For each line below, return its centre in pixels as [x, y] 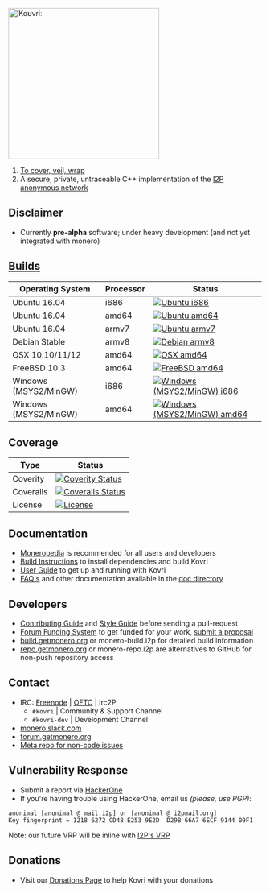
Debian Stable [39, 341]
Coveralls [30, 492]
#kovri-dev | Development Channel [90, 719]
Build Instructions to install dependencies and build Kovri [114, 562]
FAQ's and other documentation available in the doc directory [121, 579]
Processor [125, 288]
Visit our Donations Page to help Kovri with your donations [117, 880]
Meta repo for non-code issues [71, 745]
